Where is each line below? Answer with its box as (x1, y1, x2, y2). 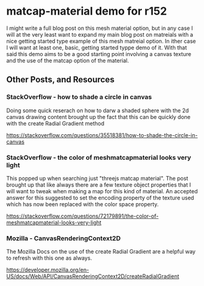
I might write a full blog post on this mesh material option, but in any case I (6, 24, 193, 32)
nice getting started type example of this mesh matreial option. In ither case (6, 37, 196, 45)
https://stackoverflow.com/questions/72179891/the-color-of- (6, 212, 159, 220)
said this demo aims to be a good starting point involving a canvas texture (6, 50, 192, 57)
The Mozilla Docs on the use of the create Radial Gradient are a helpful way (6, 248, 196, 256)
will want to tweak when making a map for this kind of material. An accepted (6, 187, 198, 195)
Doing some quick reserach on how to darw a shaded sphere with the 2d (6, 107, 189, 114)
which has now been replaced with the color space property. (6, 200, 159, 208)
